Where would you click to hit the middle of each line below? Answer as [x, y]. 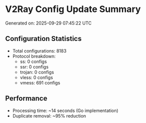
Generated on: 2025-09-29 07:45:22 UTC [48, 23]
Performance [26, 98]
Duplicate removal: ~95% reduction [49, 115]
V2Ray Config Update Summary [73, 9]
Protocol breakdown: [34, 56]
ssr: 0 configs [34, 66]
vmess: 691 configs [40, 82]
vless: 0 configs [36, 77]
